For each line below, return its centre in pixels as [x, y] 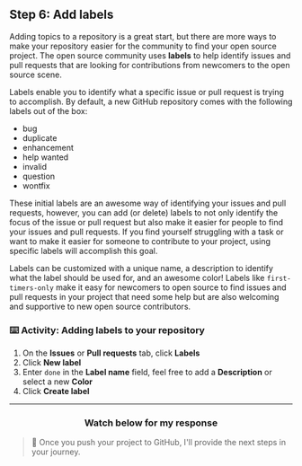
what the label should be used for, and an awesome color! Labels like [137, 277]
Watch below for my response [151, 423]
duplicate [40, 137]
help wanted [45, 157]
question [39, 176]
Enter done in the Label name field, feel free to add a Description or [147, 373]
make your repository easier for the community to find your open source [143, 46]
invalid [35, 166]
